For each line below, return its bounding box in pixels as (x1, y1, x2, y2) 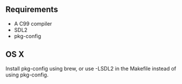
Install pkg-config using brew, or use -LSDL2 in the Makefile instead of (5, 65, 177, 72)
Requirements (5, 5, 58, 15)
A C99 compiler (14, 20, 52, 27)
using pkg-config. (5, 71, 49, 78)
